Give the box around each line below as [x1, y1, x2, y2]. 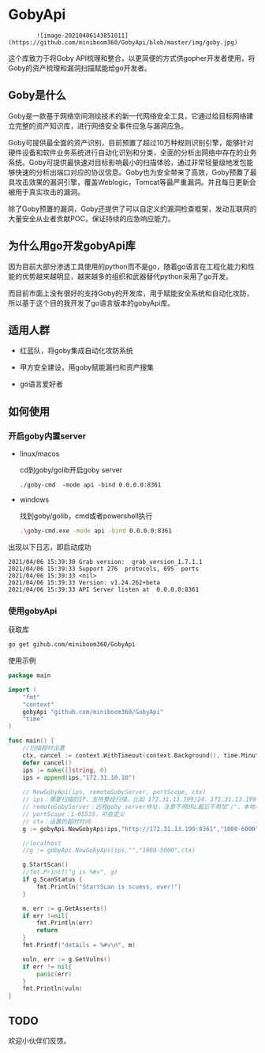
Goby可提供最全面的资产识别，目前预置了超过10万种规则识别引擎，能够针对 [8, 137, 254, 147]
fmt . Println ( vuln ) [22, 985, 83, 993]
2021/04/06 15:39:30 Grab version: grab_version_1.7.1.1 [8, 558, 203, 566]
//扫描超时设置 [22, 744, 65, 752]
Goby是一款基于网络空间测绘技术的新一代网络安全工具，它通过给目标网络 [8, 111, 247, 120]
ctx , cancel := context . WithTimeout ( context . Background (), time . [22, 751, 242, 759]
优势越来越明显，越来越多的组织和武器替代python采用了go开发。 [21, 271, 233, 281]
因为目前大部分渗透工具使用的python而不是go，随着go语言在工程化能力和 [8, 261, 248, 271]
